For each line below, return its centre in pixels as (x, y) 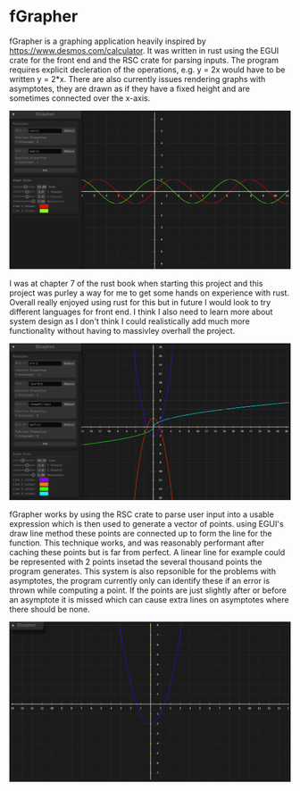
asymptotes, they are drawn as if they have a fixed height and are (129, 88)
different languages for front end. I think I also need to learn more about (141, 312)
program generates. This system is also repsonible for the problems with (143, 571)
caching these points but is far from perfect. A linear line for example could (147, 552)
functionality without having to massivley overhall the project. (122, 330)
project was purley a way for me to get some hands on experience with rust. (150, 293)
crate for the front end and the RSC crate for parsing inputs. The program (144, 60)
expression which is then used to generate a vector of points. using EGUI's (146, 523)
